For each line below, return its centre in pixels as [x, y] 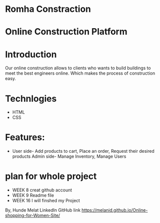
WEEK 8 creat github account [42, 190]
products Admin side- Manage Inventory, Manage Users [69, 156]
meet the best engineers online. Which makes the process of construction [80, 73]
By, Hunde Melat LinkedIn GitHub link [43, 210]
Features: [25, 137]
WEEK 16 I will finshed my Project [46, 201]
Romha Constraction [48, 9]
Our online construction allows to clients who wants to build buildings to [78, 68]
